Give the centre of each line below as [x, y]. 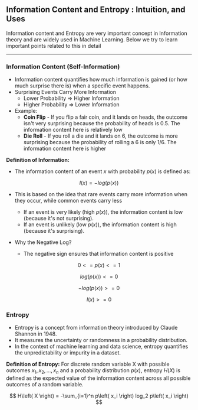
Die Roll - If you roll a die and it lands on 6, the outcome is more [100, 136]
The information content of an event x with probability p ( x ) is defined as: [103, 171]
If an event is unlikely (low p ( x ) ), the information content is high [100, 224]
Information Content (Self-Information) [63, 66]
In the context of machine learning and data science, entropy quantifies [101, 346]
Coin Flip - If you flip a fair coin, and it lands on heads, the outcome [105, 117]
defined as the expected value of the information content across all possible [98, 378]
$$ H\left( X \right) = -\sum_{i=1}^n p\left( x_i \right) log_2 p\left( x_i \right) [99, 396]
